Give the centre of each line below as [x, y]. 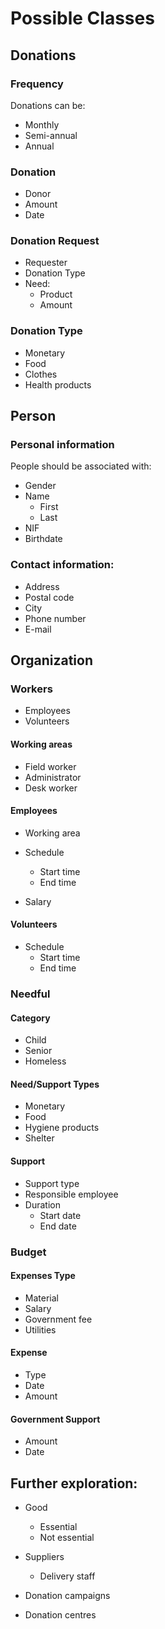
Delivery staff [67, 1576]
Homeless [45, 1061]
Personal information [62, 445]
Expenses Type [43, 1276]
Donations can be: [48, 105]
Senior [38, 1051]
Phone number [55, 618]
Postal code [49, 597]
